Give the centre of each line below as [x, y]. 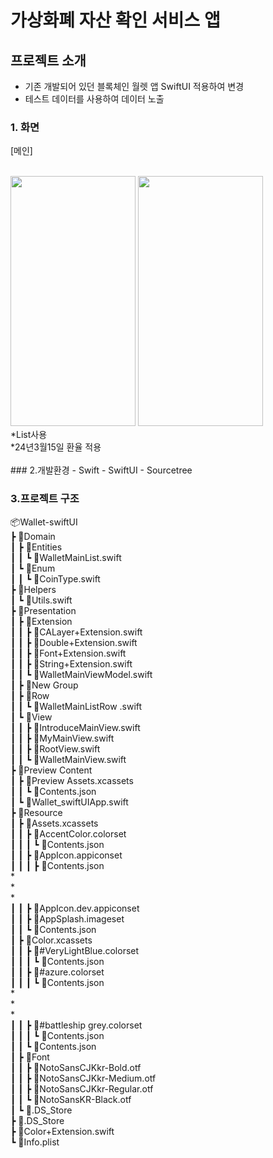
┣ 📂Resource [36, 812]
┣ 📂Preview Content [51, 770]
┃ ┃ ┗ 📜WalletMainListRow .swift [76, 706]
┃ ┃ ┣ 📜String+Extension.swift [71, 663]
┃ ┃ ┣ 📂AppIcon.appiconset [66, 855]
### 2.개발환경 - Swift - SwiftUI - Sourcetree [101, 470]
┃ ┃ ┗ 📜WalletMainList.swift [66, 557]
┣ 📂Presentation [43, 610]
